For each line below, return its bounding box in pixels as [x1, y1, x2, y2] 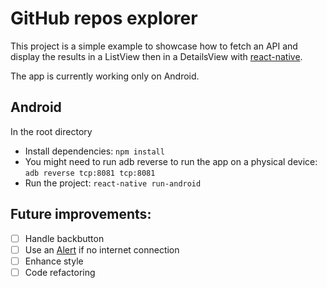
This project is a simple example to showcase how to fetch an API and [10, 40, 298, 52]
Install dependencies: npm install [24, 145, 165, 157]
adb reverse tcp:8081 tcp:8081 [24, 168, 156, 178]
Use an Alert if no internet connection [24, 243, 180, 256]
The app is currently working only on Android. [10, 70, 200, 82]
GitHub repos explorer [10, 7, 198, 30]
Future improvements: [10, 206, 152, 223]
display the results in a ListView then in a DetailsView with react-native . [10, 50, 303, 62]
